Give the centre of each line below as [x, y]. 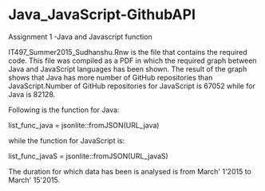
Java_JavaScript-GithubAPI [102, 15]
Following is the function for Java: [64, 110]
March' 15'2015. [34, 180]
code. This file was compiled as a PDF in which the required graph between [132, 60]
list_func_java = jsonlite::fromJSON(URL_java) [84, 125]
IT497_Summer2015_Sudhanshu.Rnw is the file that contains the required [128, 52]
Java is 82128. [32, 94]
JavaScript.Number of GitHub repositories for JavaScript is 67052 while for [132, 86]
